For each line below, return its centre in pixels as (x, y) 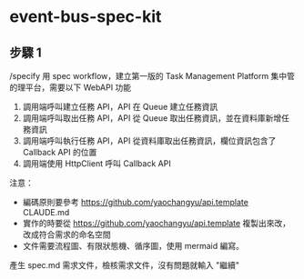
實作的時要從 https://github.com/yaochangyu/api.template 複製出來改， (157, 223)
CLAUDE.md (46, 212)
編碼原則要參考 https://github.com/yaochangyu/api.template (135, 202)
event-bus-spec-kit (86, 17)
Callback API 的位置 (60, 152)
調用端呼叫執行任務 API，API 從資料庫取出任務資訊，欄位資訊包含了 (149, 141)
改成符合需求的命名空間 (66, 234)
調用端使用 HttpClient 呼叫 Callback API (96, 164)
